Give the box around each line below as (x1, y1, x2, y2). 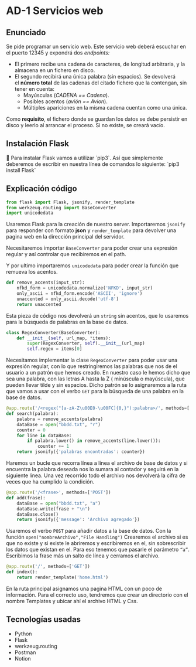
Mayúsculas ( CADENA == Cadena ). (23, 92, 109, 98)
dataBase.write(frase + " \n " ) (16, 506, 91, 512)
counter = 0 (16, 427, 46, 433)
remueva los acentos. (6, 268, 58, 275)
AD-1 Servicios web (6, 4, 104, 18)
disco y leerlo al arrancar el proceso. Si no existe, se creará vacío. (6, 122, 165, 128)
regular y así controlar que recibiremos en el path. (6, 251, 127, 258)
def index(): (6, 569, 38, 575)
